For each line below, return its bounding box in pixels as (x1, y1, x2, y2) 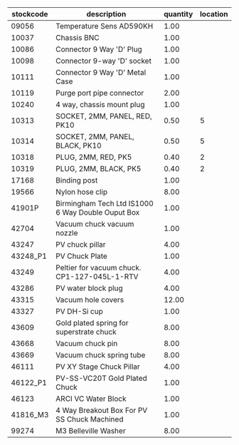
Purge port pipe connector (55, 88, 144, 98)
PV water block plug (55, 283, 123, 293)
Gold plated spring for (55, 318, 129, 327)
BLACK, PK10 (55, 140, 102, 150)
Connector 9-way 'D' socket (55, 56, 152, 66)
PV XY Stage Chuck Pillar (55, 362, 140, 372)
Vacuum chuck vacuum (55, 219, 134, 229)
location (200, 9, 228, 19)
